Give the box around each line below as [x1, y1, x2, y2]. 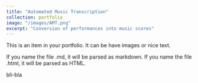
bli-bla [6, 71, 22, 78]
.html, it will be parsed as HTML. [6, 60, 86, 67]
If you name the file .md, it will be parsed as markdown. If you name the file [6, 53, 192, 60]
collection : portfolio [6, 14, 63, 20]
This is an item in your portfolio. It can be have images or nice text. [6, 42, 171, 49]
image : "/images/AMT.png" [6, 20, 71, 26]
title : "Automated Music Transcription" [6, 8, 109, 15]
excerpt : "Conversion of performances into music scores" [6, 25, 154, 32]
